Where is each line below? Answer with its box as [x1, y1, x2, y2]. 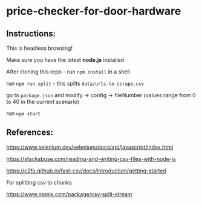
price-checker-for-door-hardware [6, 4, 181, 18]
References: [6, 127, 53, 138]
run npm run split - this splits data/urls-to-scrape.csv [6, 80, 144, 87]
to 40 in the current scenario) [6, 98, 80, 105]
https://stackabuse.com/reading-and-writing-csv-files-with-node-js [6, 155, 177, 162]
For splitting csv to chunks [6, 178, 73, 186]
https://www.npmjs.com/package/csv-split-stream [6, 190, 132, 198]
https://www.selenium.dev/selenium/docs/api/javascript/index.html [6, 143, 174, 151]
